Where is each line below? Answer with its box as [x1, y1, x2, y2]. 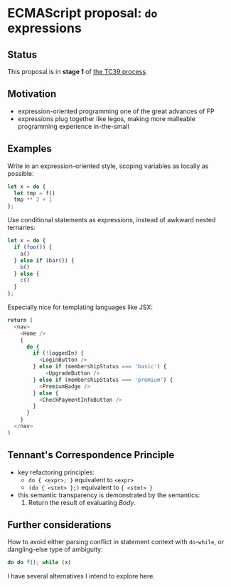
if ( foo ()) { [14, 244, 53, 251]
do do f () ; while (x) [7, 559, 72, 566]
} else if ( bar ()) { [14, 256, 75, 264]
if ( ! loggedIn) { [33, 350, 84, 357]
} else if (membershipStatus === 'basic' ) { [33, 363, 167, 370]
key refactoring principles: [17, 468, 95, 477]
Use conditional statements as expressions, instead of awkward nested [7, 216, 216, 224]
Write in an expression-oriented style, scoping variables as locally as [7, 162, 209, 170]
